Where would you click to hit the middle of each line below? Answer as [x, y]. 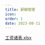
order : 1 [14, 19]
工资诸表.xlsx [18, 38]
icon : [11, 14]
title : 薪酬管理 [20, 10]
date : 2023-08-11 [23, 23]
